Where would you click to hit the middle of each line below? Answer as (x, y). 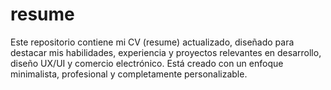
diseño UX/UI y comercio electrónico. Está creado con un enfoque (147, 63)
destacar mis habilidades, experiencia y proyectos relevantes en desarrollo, (166, 52)
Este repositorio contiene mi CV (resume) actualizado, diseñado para (152, 42)
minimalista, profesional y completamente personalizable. (129, 74)
